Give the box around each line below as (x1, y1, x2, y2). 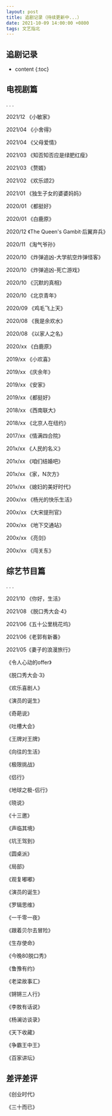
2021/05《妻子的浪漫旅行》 (6, 646, 73, 653)
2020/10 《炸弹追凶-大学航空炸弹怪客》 (6, 253, 104, 261)
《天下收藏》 (6, 1028, 38, 1036)
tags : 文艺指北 (6, 25, 41, 32)
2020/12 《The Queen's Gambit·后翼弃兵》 (6, 228, 108, 235)
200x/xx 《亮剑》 (6, 534, 49, 541)
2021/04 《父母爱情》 (6, 139, 60, 146)
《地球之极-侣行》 (6, 786, 51, 793)
